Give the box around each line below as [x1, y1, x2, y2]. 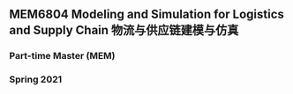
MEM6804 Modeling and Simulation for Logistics [9, 7, 285, 22]
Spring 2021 [9, 74, 63, 86]
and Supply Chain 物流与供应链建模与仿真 [9, 23, 239, 38]
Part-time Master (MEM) [9, 50, 116, 62]
